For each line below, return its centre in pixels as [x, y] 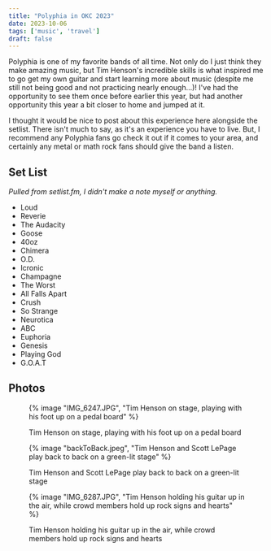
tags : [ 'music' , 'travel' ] [54, 31]
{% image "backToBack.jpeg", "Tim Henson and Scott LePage [133, 448]
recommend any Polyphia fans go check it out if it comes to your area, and [133, 138]
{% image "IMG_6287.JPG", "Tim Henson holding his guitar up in [137, 497]
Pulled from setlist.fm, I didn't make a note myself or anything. [113, 192]
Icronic [32, 268]
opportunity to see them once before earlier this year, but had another [126, 96]
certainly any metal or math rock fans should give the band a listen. [121, 146]
